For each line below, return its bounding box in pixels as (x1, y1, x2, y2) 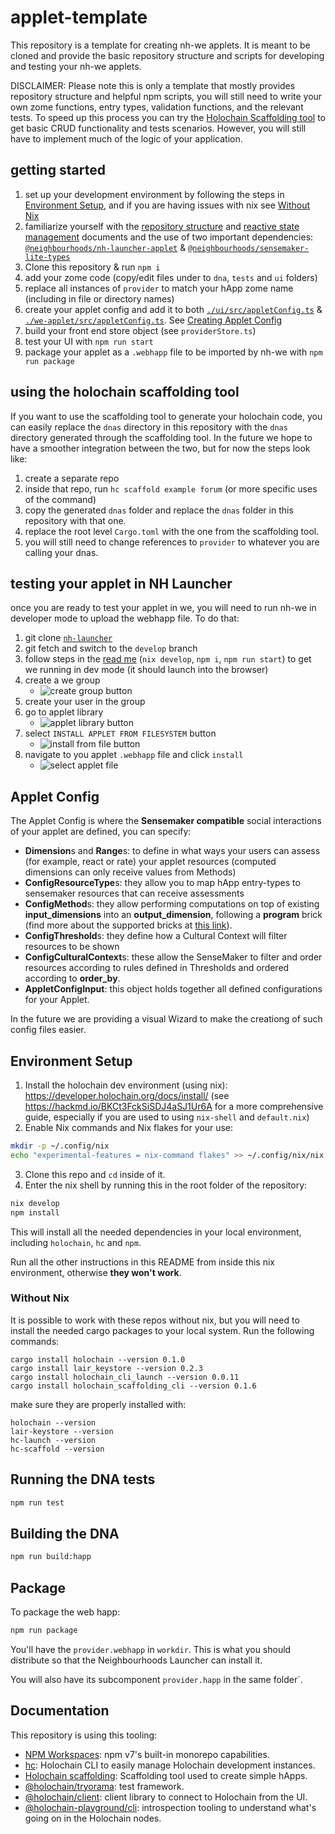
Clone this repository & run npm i (24, 261, 161, 273)
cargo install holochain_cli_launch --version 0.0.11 (10, 1372, 240, 1382)
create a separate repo (24, 472, 120, 484)
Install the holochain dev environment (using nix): (24, 1079, 228, 1091)
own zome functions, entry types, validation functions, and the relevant (10, 101, 304, 113)
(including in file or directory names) (24, 292, 175, 305)
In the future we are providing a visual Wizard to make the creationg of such (10, 1013, 323, 1025)
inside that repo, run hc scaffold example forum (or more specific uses (24, 482, 318, 495)
